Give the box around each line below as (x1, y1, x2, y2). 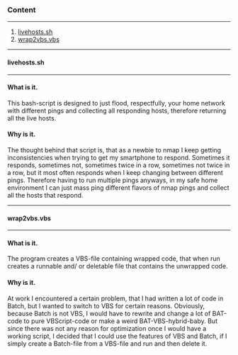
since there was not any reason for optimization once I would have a (7, 324, 207, 332)
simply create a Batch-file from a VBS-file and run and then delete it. (7, 339, 208, 348)
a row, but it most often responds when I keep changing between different (7, 168, 223, 176)
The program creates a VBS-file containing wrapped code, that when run (7, 254, 221, 263)
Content (7, 5, 37, 15)
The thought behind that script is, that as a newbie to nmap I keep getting (7, 145, 222, 154)
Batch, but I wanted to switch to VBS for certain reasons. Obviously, (7, 301, 205, 310)
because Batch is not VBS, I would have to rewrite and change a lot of (7, 309, 211, 317)
